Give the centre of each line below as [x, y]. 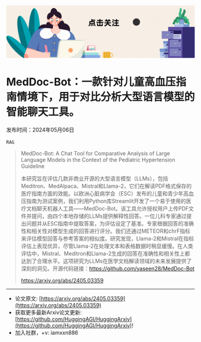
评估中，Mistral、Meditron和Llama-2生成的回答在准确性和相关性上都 [105, 253]
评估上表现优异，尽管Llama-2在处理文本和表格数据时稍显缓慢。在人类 [107, 246]
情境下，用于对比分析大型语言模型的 [106, 97]
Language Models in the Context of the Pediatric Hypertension [98, 160]
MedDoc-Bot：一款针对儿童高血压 [91, 82]
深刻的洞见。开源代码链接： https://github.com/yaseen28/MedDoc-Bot [108, 268]
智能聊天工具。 [43, 112]
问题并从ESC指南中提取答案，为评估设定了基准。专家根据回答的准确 [110, 223]
